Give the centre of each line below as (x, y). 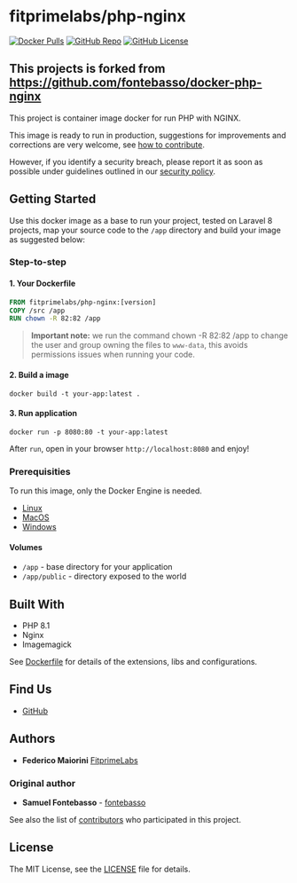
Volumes (26, 547)
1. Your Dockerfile (43, 284)
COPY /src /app (37, 311)
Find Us (31, 690)
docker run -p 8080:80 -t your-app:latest (89, 432)
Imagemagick (47, 644)
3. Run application (43, 414)
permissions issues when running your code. (113, 355)
